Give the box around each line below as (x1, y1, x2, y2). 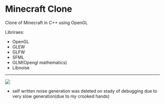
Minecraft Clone (5, 3, 73, 15)
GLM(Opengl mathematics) (12, 59, 67, 65)
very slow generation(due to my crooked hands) (12, 93, 110, 99)
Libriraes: (5, 29, 25, 35)
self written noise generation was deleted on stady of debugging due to (12, 88, 158, 94)
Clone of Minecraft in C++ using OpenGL (5, 20, 88, 26)
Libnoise (12, 65, 30, 71)
